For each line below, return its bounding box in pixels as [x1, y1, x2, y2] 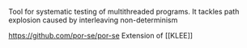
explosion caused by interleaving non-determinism [8, 15, 178, 25]
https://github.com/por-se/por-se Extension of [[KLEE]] [8, 31, 193, 40]
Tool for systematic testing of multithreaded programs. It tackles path [8, 7, 240, 16]
